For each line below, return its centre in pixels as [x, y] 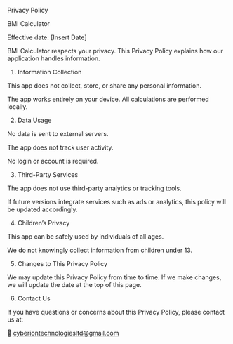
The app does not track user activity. [60, 147]
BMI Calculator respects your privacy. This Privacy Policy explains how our [115, 51]
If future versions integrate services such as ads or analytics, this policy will [117, 202]
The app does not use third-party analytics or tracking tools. [94, 188]
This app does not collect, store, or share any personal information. [105, 86]
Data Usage [34, 120]
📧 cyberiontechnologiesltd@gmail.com [63, 333]
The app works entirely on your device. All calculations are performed [108, 99]
